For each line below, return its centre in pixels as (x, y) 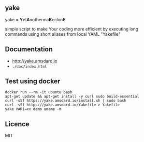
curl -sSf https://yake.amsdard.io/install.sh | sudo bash (66, 101)
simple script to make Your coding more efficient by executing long (72, 29)
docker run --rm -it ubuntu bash (39, 92)
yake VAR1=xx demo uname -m (33, 109)
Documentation (29, 50)
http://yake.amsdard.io (35, 61)
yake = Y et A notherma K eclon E (35, 19)
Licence (17, 124)
